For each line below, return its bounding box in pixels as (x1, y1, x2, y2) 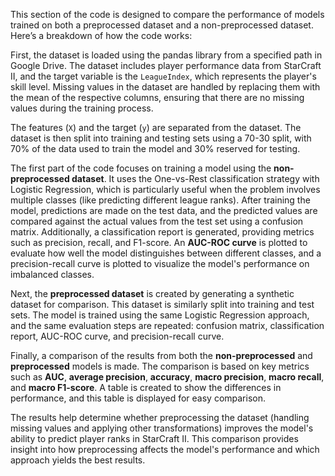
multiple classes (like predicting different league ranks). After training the (10, 194, 311, 206)
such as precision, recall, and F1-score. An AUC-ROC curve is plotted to (10, 237, 308, 248)
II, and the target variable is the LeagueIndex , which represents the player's (10, 70, 317, 82)
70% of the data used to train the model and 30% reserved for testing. (10, 143, 301, 154)
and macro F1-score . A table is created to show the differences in (10, 382, 282, 393)
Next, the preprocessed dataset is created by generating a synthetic (10, 288, 295, 299)
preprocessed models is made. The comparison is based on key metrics (10, 360, 310, 372)
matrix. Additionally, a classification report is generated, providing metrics (10, 226, 315, 238)
